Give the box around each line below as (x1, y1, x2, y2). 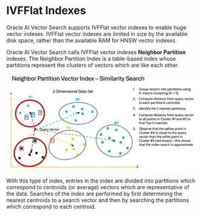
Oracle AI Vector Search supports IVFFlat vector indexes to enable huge (6, 24, 187, 31)
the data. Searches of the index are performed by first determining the (6, 190, 182, 198)
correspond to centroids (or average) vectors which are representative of (6, 184, 190, 191)
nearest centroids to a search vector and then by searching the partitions (6, 197, 190, 204)
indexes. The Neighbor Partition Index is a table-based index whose (6, 55, 176, 62)
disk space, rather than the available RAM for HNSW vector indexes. (6, 37, 177, 44)
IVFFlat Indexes (6, 4, 86, 18)
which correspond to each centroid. (6, 203, 96, 211)
